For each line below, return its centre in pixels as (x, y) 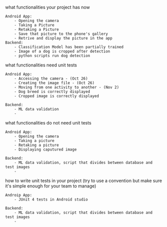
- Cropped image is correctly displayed (57, 96)
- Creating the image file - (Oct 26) (54, 83)
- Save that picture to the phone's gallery (61, 34)
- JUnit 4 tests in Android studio (51, 199)
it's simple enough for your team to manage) (51, 186)
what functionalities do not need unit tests (48, 123)
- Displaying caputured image (46, 149)
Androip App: (19, 195)
